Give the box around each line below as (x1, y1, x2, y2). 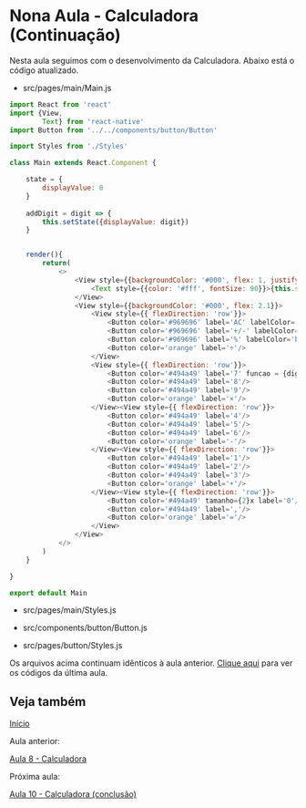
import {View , (9, 109, 64, 118)
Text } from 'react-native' (42, 117, 145, 126)
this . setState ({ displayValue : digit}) (42, 217, 189, 226)
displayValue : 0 (42, 183, 104, 192)
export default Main (9, 588, 88, 597)
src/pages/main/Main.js (22, 82, 112, 93)
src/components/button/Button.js (22, 622, 148, 634)
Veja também (9, 694, 87, 710)
